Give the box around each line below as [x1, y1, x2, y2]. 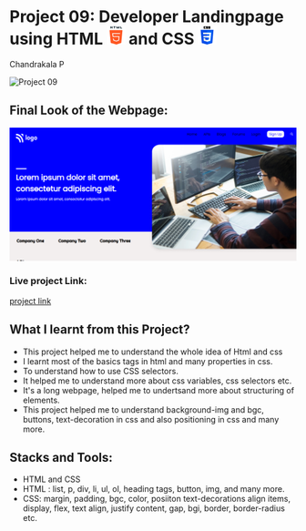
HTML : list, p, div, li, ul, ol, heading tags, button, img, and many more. [22, 484, 285, 495]
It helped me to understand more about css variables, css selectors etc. [22, 375, 292, 386]
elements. [22, 394, 61, 405]
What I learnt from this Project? [9, 322, 190, 338]
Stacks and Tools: [9, 450, 114, 465]
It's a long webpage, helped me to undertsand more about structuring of [22, 384, 294, 395]
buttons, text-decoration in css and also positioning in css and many [22, 414, 280, 424]
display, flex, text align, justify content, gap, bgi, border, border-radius [22, 503, 285, 514]
